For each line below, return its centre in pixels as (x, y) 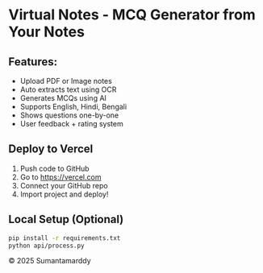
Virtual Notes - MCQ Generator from (132, 15)
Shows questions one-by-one (69, 115)
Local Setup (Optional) (66, 219)
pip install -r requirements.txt (65, 238)
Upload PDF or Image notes (66, 81)
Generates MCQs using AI (63, 98)
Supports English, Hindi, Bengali (73, 107)
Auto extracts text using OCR (68, 89)
